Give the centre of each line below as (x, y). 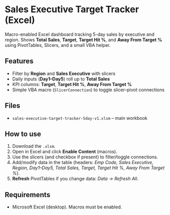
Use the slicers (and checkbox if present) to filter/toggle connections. (85, 157)
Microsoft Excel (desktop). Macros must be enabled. (67, 207)
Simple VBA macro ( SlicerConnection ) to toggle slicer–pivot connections (88, 90)
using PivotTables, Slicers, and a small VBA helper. (58, 45)
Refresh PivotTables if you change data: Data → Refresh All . (75, 179)
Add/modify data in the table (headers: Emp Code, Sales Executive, (83, 163)
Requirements (27, 195)
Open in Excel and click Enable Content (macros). (65, 152)
